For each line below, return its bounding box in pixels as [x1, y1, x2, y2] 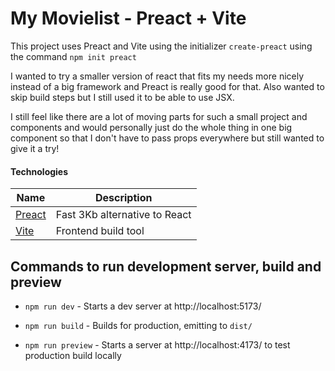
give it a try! [10, 142, 60, 154]
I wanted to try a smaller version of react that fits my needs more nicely [10, 70, 305, 82]
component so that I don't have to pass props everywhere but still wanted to [10, 132, 325, 144]
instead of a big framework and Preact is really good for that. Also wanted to [10, 80, 325, 92]
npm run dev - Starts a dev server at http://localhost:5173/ [24, 300, 262, 312]
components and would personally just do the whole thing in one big [10, 121, 293, 133]
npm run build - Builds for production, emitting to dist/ [24, 319, 253, 331]
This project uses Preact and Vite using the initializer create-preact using [10, 40, 313, 52]
